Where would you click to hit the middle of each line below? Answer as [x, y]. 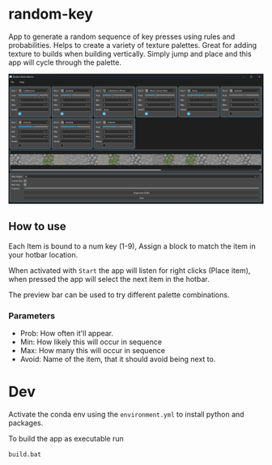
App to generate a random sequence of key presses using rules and [122, 36]
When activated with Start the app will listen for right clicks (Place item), [130, 270]
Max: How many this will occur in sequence [93, 350]
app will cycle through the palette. [65, 62]
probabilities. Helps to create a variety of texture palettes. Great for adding [133, 45]
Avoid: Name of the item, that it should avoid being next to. [118, 359]
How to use [37, 226]
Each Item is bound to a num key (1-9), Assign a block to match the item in [132, 246]
